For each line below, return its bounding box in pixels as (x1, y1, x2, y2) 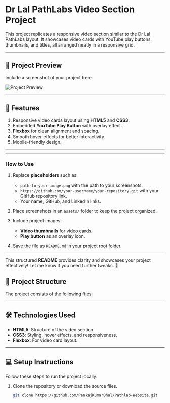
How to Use (5, 161, 34, 168)
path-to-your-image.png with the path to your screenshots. (20, 182, 143, 188)
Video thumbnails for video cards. (20, 228, 93, 234)
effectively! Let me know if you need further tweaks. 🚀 (5, 262, 118, 268)
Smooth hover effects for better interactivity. (12, 133, 105, 140)
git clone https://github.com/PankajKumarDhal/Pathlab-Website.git (12, 393, 158, 398)
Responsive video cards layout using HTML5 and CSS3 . (12, 117, 130, 123)
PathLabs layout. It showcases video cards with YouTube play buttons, (5, 36, 152, 42)
